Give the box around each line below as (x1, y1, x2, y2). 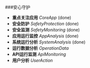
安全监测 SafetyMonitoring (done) (12, 27, 80, 33)
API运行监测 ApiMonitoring (12, 51, 67, 57)
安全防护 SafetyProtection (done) (12, 21, 79, 26)
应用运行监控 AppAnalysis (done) (12, 33, 79, 39)
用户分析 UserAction (12, 58, 53, 63)
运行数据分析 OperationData (12, 45, 69, 51)
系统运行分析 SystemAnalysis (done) (12, 39, 86, 45)
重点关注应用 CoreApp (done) (12, 15, 72, 21)
